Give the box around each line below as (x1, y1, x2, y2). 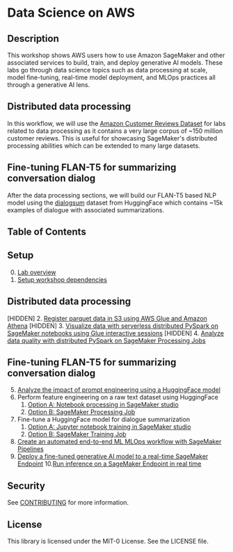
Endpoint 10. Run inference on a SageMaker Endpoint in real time (17, 459, 202, 468)
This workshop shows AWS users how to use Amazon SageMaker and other (7, 51, 225, 59)
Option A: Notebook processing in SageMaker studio (27, 400, 179, 409)
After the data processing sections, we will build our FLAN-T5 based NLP (7, 191, 217, 199)
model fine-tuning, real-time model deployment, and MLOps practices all (7, 73, 216, 81)
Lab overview (17, 268, 57, 276)
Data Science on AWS (7, 5, 136, 21)
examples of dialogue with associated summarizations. (7, 205, 165, 214)
